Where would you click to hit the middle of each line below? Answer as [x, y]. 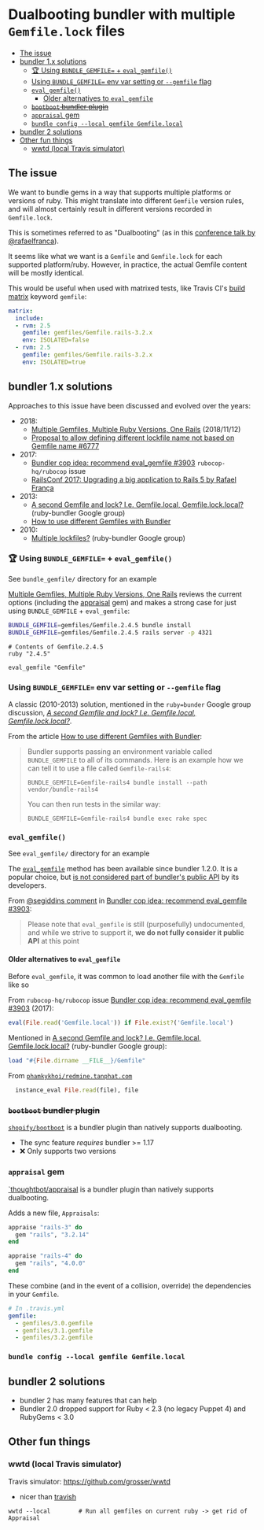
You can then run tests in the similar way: [94, 804]
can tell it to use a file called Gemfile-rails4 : [99, 768]
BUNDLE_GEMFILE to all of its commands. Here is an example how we [135, 759]
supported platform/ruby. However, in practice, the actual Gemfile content [128, 264]
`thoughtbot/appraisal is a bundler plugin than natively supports [111, 1189]
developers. [27, 885]
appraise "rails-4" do [45, 1256]
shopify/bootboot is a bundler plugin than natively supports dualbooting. [125, 1128]
